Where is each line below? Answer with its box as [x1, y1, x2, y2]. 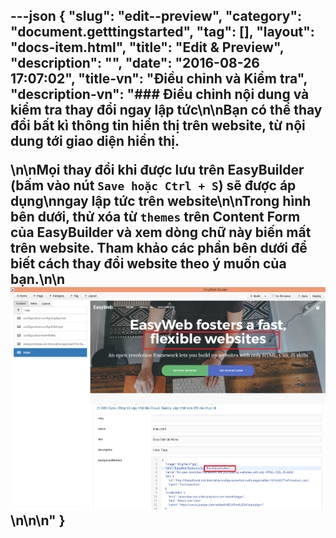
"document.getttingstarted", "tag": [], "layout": [10, 24, 315, 41]
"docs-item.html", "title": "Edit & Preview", [10, 39, 285, 56]
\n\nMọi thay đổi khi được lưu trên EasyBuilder [10, 162, 305, 179]
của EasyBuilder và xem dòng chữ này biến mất [10, 224, 312, 241]
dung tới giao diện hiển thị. [10, 133, 180, 150]
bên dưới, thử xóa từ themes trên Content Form [10, 209, 301, 226]
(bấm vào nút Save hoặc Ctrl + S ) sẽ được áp [10, 177, 297, 194]
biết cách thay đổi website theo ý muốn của [10, 255, 287, 273]
